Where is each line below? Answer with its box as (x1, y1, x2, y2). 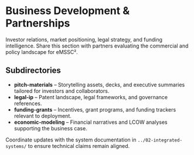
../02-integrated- (137, 137, 183, 143)
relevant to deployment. (13, 112, 72, 119)
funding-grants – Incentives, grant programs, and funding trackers (13, 106, 176, 113)
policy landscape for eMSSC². (5, 48, 79, 55)
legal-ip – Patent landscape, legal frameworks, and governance (13, 93, 168, 100)
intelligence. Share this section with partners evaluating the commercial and (5, 42, 189, 49)
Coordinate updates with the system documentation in (5, 136, 137, 143)
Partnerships (5, 16, 70, 30)
